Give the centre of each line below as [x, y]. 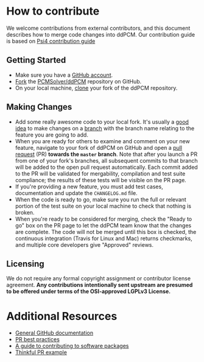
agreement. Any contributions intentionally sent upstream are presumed [100, 285]
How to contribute [53, 11]
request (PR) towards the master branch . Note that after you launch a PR [106, 154]
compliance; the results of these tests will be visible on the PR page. [101, 180]
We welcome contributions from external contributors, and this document [98, 28]
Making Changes [39, 107]
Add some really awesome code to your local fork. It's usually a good [102, 122]
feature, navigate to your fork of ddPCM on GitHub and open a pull [99, 147]
